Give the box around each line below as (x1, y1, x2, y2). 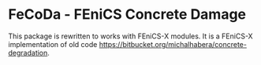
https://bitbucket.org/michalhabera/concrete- (99, 39, 247, 49)
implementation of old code (8, 39, 98, 49)
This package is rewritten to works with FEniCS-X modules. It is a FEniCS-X (8, 31, 254, 41)
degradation (8, 48, 48, 57)
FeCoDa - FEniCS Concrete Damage (8, 5, 247, 23)
